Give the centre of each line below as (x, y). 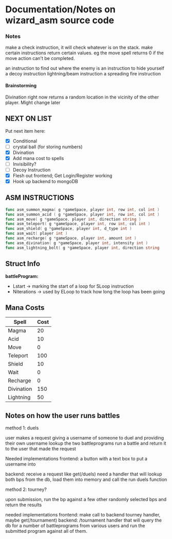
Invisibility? (25, 164)
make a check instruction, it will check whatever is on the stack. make (79, 48)
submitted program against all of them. (46, 531)
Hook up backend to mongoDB (45, 181)
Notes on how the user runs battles (63, 416)
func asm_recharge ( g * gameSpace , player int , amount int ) (71, 238)
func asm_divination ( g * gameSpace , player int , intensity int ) (77, 243)
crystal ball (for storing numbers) (48, 147)
